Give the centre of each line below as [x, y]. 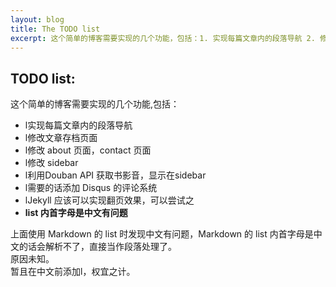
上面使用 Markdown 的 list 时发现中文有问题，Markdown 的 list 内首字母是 [162, 234]
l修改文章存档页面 [61, 138]
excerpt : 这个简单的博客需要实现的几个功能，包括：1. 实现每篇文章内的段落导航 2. [163, 38]
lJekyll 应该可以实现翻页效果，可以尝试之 [109, 200]
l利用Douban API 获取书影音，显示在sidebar [115, 175]
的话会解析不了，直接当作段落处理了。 [97, 247]
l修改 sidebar [51, 163]
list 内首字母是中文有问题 [76, 213]
